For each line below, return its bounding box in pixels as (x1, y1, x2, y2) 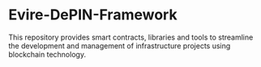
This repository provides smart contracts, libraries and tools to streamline (8, 32, 254, 42)
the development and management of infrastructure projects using (8, 40, 231, 50)
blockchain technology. (8, 49, 87, 59)
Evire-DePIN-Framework (8, 6, 178, 24)
